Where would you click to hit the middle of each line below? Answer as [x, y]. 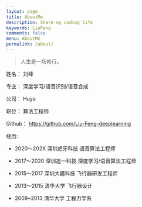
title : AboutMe [25, 17]
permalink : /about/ [30, 44]
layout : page [22, 11]
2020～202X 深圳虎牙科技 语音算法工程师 [65, 148]
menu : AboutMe [23, 39]
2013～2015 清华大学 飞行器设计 [53, 185]
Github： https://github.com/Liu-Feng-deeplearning [69, 123]
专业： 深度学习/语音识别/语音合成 [48, 86]
